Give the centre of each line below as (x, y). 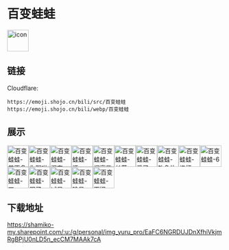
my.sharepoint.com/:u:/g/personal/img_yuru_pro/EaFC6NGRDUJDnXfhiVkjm (114, 232)
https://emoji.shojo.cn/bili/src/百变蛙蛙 (67, 102)
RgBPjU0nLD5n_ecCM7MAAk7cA (54, 239)
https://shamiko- (31, 225)
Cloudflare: (23, 88)
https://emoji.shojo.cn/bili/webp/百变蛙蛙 (68, 109)
